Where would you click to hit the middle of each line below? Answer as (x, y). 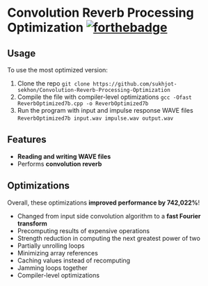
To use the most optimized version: (57, 70)
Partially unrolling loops (51, 246)
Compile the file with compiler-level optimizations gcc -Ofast (105, 97)
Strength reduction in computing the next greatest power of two (109, 238)
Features (27, 140)
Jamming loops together (53, 268)
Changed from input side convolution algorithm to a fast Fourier (109, 216)
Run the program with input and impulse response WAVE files (105, 110)
